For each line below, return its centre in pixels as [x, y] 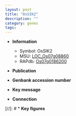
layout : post [18, 10]
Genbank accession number [41, 80]
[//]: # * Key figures [25, 109]
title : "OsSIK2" [22, 14]
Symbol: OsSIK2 [36, 51]
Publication [24, 71]
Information [25, 41]
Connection [24, 99]
